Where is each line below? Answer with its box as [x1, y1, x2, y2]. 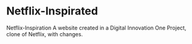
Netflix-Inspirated [6, 4, 99, 18]
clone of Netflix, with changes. [6, 30, 84, 37]
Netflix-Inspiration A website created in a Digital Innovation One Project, [6, 24, 187, 31]
